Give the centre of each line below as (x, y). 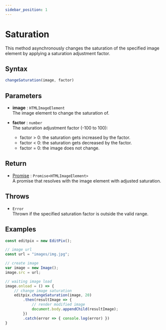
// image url (19, 250)
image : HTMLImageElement (39, 108)
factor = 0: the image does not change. (60, 148)
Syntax (16, 69)
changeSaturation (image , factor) (40, 80)
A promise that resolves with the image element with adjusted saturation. (87, 181)
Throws (17, 197)
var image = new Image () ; (32, 268)
